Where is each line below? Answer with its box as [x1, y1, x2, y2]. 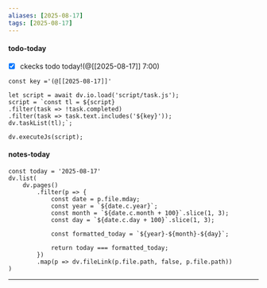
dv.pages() [22, 181, 59, 189]
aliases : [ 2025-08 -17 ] [8, 11, 83, 20]
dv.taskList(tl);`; [8, 119, 73, 127]
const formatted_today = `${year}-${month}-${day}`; [50, 230, 229, 238]
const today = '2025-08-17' [8, 167, 102, 175]
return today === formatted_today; [50, 243, 169, 251]
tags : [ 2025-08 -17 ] [8, 19, 73, 27]
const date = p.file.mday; [50, 195, 141, 203]
